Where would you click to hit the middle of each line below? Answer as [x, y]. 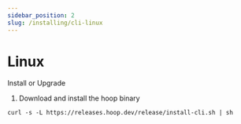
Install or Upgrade [37, 83]
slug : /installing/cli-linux [55, 23]
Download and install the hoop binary [79, 98]
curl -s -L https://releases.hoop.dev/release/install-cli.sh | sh [120, 113]
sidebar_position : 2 [41, 15]
